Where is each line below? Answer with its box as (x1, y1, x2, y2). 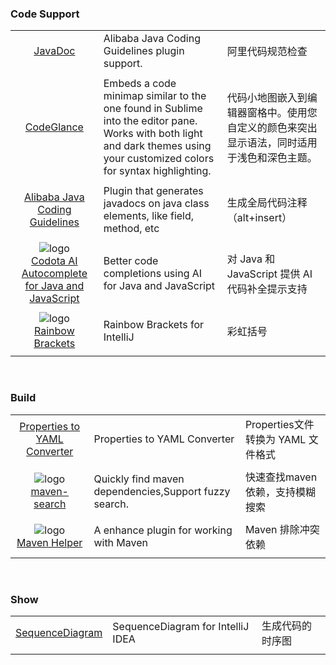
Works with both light (103, 127, 203, 141)
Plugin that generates (103, 184, 204, 198)
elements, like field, (103, 209, 195, 223)
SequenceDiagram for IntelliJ (112, 619, 250, 633)
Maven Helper (16, 535, 83, 549)
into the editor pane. (103, 114, 198, 128)
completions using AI (103, 267, 203, 281)
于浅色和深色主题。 (226, 151, 318, 165)
